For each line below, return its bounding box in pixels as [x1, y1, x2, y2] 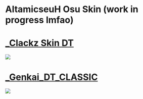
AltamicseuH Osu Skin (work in [5, 4, 138, 15]
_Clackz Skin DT [5, 37, 74, 49]
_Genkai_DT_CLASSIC [5, 72, 98, 83]
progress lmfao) [5, 14, 74, 26]
